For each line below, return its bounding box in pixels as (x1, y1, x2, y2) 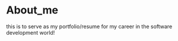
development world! (6, 29, 55, 36)
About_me (6, 4, 58, 17)
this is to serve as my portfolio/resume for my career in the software (6, 23, 173, 30)
